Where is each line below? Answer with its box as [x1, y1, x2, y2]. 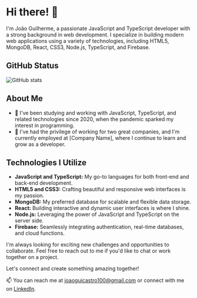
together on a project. [6, 254, 59, 261]
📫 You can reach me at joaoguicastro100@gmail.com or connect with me [6, 277, 185, 284]
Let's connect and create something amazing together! [6, 265, 139, 272]
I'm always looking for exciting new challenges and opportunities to [6, 241, 169, 248]
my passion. [14, 192, 45, 199]
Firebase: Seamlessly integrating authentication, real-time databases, [14, 224, 184, 231]
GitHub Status [6, 61, 59, 71]
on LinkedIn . [6, 286, 36, 293]
